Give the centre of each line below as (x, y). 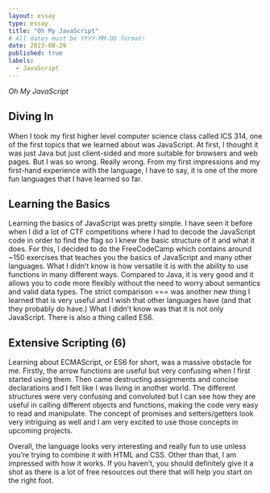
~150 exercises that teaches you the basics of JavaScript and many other (130, 258)
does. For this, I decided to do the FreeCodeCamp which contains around (130, 249)
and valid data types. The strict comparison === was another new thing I (129, 292)
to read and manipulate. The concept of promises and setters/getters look (131, 414)
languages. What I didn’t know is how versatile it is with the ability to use (129, 266)
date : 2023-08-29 (37, 46)
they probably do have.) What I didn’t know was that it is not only (116, 309)
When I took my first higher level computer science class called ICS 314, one (135, 136)
